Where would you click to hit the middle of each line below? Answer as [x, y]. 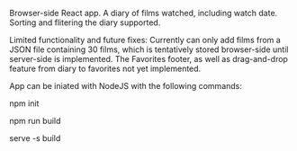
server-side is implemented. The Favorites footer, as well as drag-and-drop [148, 59]
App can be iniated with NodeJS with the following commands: [126, 86]
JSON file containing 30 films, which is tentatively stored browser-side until [149, 49]
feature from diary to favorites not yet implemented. [105, 68]
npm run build [35, 121]
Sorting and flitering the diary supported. [85, 22]
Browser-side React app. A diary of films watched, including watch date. [144, 13]
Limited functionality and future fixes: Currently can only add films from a [145, 40]
